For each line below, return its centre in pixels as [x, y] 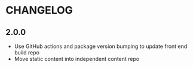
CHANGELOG [39, 10]
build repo [27, 53]
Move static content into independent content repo [77, 59]
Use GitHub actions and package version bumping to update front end [101, 46]
